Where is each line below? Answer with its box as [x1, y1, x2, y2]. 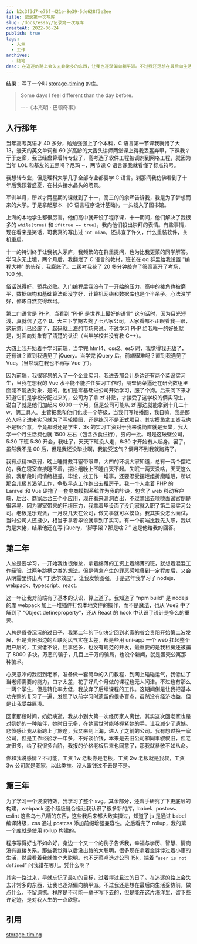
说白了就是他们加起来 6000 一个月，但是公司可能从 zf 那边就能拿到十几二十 [6, 401, 189, 409]
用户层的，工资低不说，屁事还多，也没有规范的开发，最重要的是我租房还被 [6, 643, 186, 651]
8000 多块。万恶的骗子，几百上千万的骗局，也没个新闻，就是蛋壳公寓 [12, 651, 182, 658]
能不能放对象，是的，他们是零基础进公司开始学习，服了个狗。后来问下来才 [11, 386, 191, 394]
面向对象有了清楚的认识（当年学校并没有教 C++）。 [21, 332, 144, 339]
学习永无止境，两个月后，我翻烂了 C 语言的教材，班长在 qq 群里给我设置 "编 [6, 256, 191, 263]
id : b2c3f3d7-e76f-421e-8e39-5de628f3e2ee [6, 8, 111, 15]
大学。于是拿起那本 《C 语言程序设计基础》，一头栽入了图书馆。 [16, 201, 170, 209]
